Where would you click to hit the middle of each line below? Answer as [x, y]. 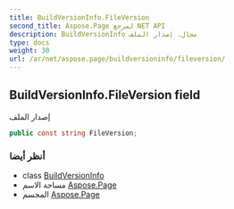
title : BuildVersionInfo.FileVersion [79, 17]
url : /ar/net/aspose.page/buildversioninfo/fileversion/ [117, 59]
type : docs [29, 42]
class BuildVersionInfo [63, 175]
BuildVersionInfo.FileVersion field [105, 95]
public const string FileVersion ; [74, 133]
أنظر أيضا [27, 155]
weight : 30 [29, 51]
